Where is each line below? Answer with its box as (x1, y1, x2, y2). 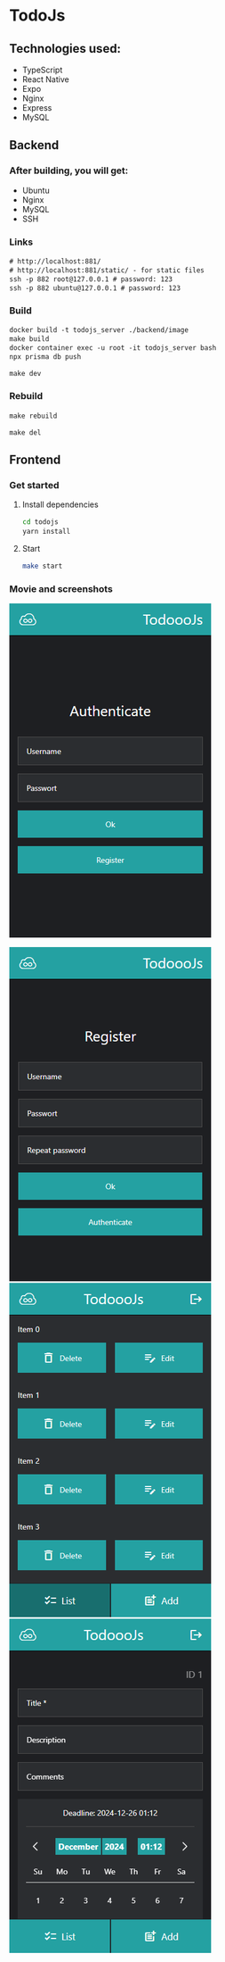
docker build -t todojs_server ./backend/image (9, 326, 189, 335)
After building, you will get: (9, 164, 129, 177)
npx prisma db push (9, 353, 82, 362)
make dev (9, 370, 42, 378)
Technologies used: (9, 41, 122, 56)
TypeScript (21, 64, 63, 75)
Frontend (9, 452, 61, 467)
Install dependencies (21, 499, 100, 510)
